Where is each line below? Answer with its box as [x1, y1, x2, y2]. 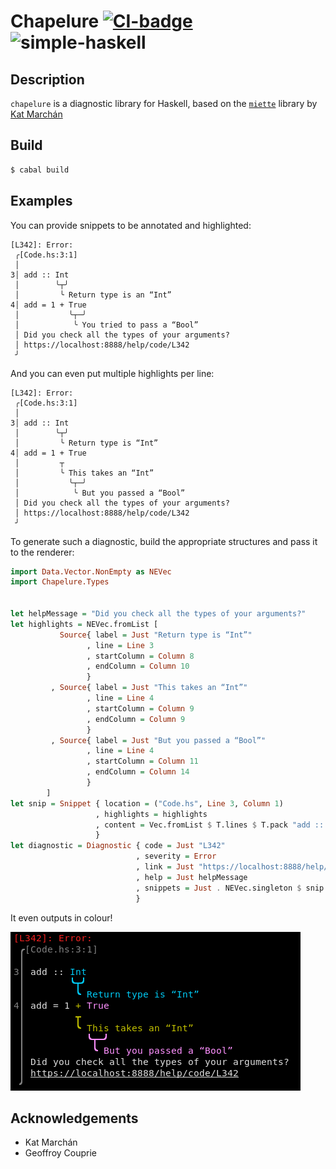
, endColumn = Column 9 [86, 714, 186, 724]
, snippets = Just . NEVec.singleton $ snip [135, 883, 325, 893]
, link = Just [135, 862, 195, 872]
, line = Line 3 [86, 640, 155, 650]
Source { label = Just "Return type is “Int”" [59, 630, 253, 640]
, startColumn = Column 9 [86, 703, 195, 714]
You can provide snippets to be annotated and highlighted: [10, 219, 252, 231]
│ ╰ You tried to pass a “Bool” [14, 320, 199, 330]
